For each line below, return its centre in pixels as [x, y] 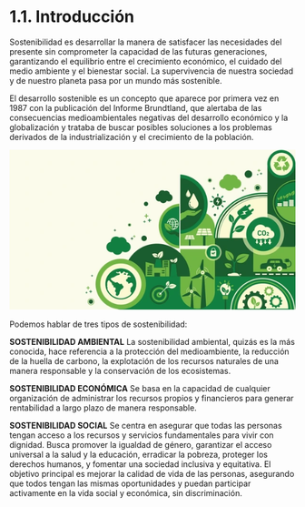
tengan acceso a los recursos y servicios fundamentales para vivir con [142, 435]
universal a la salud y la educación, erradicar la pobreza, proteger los [138, 455]
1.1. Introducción [72, 17]
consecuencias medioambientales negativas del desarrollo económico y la [149, 117]
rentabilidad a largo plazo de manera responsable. [103, 408]
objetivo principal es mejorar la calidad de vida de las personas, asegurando [152, 474]
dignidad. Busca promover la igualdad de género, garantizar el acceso [141, 445]
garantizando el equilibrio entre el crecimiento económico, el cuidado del [146, 61]
